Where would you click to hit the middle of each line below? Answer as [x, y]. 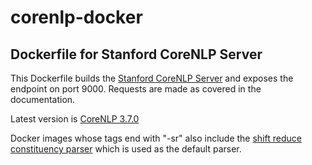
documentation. [43, 99]
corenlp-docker [76, 17]
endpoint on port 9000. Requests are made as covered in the [136, 89]
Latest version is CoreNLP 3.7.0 [75, 119]
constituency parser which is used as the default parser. [126, 149]
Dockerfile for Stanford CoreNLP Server [136, 54]
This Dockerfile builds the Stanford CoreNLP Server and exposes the [152, 78]
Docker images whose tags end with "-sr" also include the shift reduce [156, 138]
